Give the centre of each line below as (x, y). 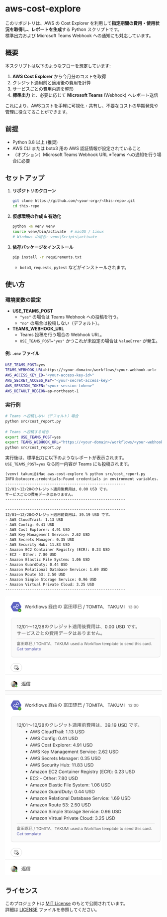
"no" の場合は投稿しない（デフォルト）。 (61, 323)
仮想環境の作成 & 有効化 (37, 216)
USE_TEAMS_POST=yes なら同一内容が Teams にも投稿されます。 (69, 464)
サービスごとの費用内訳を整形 (43, 89)
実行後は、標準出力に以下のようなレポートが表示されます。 (66, 458)
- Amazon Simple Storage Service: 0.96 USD (51, 580)
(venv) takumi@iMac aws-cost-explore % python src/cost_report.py (75, 474)
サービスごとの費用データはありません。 (40, 495)
